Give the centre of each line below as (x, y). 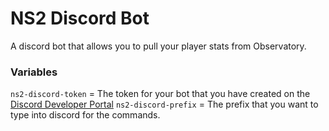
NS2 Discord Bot (80, 18)
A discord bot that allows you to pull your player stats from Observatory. (158, 46)
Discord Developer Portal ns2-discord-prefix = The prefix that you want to (164, 104)
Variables (34, 72)
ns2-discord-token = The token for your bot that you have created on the (160, 94)
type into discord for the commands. (85, 115)
